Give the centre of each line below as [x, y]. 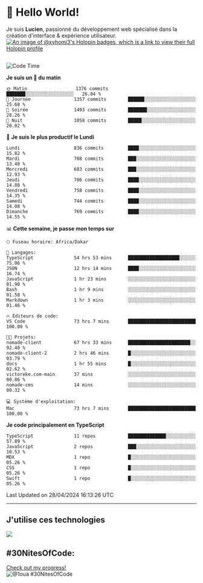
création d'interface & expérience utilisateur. [61, 35]
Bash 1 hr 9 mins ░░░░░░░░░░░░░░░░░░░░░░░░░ [101, 290]
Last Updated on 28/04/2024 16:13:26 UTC [60, 495]
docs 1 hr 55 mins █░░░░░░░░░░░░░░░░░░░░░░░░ [101, 364]
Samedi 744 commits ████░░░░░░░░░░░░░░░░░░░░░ [101, 201]
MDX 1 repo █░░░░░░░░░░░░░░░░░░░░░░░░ [101, 457]
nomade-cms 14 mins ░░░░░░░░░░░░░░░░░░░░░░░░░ [101, 385]
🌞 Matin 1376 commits [57, 89]
